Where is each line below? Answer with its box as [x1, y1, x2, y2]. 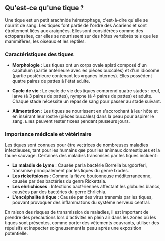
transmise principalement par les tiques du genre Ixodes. [12, 168, 129, 174]
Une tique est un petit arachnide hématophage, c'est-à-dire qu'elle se [5, 17, 148, 23]
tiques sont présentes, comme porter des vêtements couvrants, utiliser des [5, 220, 159, 226]
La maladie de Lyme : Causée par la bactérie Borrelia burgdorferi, [12, 162, 147, 168]
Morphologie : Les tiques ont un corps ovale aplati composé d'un [12, 62, 147, 68]
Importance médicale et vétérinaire [5, 131, 92, 138]
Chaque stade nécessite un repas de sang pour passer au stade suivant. [12, 98, 161, 104]
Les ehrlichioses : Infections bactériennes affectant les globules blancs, [12, 184, 161, 190]
